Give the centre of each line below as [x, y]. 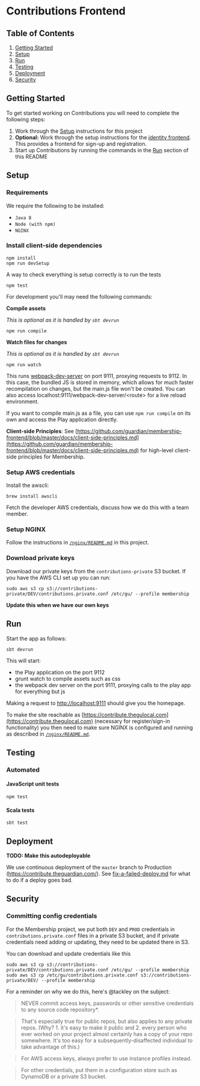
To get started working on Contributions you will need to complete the [93, 113]
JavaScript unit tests [33, 784]
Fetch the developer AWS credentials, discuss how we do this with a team [98, 508]
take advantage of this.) [50, 1046]
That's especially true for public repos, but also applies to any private [107, 1021]
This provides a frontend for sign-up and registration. [81, 144]
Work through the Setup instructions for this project [79, 131]
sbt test [17, 823]
